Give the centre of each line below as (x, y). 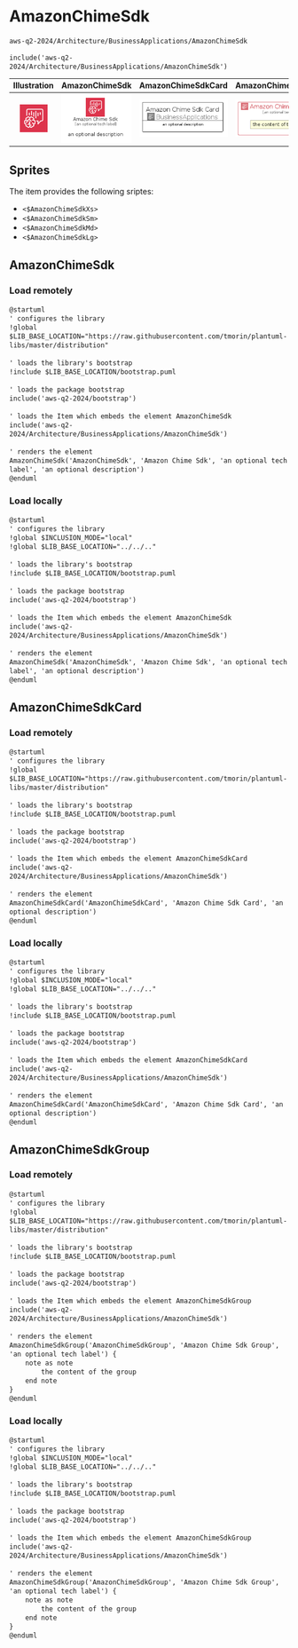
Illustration (34, 85)
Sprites (30, 170)
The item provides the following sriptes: (82, 192)
